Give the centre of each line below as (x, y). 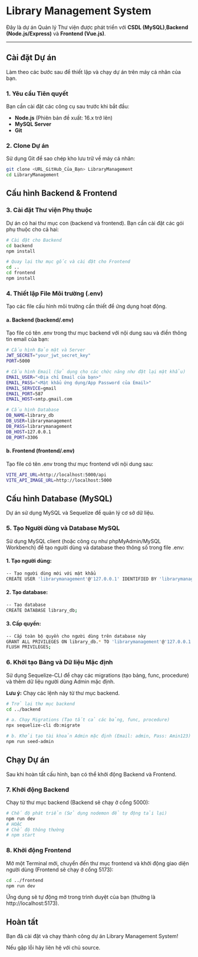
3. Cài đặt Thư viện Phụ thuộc (49, 210)
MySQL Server (33, 124)
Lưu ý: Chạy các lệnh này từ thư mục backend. (63, 693)
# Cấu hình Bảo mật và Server (46, 350)
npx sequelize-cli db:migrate (43, 725)
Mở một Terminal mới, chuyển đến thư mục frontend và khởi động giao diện (98, 863)
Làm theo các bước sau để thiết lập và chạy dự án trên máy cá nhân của (94, 72)
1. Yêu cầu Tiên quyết (37, 93)
